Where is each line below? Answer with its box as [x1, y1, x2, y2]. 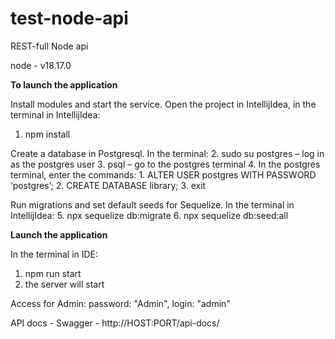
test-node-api [10, 7, 129, 30]
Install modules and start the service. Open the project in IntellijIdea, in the [10, 98, 317, 110]
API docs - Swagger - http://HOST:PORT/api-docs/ [10, 317, 220, 329]
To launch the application [10, 78, 118, 91]
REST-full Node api [10, 40, 89, 52]
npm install [24, 128, 71, 140]
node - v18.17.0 [10, 59, 72, 71]
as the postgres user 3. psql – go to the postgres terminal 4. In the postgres [10, 158, 321, 170]
